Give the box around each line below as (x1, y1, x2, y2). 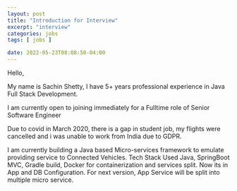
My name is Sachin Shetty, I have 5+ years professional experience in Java (7, 82, 226, 90)
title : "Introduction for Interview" (7, 17, 119, 24)
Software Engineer (7, 111, 61, 119)
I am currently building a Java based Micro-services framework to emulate (7, 146, 224, 154)
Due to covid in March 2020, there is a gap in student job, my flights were (7, 125, 221, 133)
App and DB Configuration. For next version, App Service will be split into (7, 168, 220, 176)
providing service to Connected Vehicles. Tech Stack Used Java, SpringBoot (7, 153, 230, 161)
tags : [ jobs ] (7, 37, 52, 44)
